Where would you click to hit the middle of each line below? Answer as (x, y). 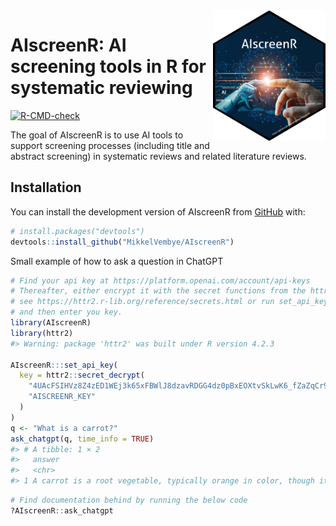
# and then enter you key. (66, 312)
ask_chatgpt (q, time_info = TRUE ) (82, 439)
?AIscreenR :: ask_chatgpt (62, 510)
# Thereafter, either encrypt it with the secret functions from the (158, 291)
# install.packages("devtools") (77, 231)
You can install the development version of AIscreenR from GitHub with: (158, 211)
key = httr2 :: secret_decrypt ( (82, 375)
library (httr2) (42, 333)
